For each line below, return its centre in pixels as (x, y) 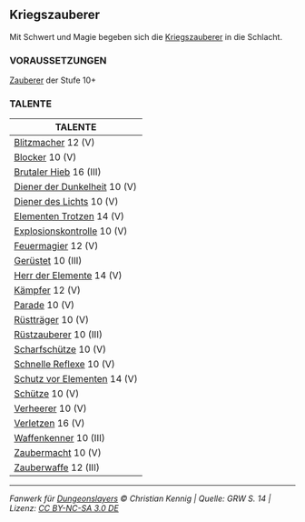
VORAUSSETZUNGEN (58, 60)
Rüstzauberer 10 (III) (58, 335)
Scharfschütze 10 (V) (60, 349)
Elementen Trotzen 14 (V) (69, 216)
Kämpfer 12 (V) (48, 290)
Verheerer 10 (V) (50, 408)
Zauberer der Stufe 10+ (53, 80)
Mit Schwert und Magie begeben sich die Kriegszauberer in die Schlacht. (146, 36)
